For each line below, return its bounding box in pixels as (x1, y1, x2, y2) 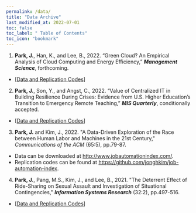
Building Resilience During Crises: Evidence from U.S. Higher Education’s (14, 93, 191, 100)
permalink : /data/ (6, 8, 51, 15)
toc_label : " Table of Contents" (6, 31, 88, 36)
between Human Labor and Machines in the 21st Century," (14, 135, 155, 141)
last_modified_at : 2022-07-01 (6, 19, 80, 25)
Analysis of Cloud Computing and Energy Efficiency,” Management (14, 58, 177, 65)
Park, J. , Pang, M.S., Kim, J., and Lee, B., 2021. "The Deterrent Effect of (14, 177, 187, 183)
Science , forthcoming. (14, 65, 69, 71)
